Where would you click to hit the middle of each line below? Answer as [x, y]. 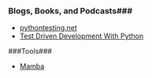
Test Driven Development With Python [82, 36]
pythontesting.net [48, 28]
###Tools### [30, 51]
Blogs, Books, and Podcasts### [70, 11]
